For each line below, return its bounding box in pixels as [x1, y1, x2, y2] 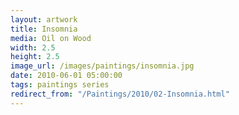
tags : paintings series [10, 80, 110, 90]
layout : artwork [10, 14, 78, 25]
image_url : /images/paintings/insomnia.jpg [10, 61, 195, 71]
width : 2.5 [10, 42, 56, 53]
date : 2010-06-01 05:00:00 [10, 71, 123, 81]
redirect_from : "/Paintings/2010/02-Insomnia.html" [10, 89, 230, 99]
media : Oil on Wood [10, 33, 92, 43]
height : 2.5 [10, 52, 60, 62]
